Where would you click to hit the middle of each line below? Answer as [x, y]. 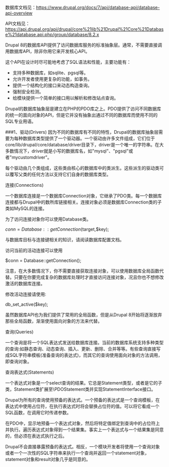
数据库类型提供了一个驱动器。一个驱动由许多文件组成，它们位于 [89, 138]
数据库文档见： [21, 7]
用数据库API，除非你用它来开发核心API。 [48, 51]
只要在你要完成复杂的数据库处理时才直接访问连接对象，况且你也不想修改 [89, 277]
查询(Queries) [19, 332]
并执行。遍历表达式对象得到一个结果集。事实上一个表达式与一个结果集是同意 [84, 430]
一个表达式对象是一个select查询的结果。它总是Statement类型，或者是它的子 [84, 383]
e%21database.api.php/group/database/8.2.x [52, 35]
